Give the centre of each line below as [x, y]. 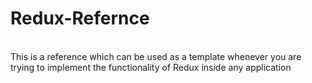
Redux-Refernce [80, 18]
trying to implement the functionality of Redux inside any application [151, 67]
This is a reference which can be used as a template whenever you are [156, 56]
